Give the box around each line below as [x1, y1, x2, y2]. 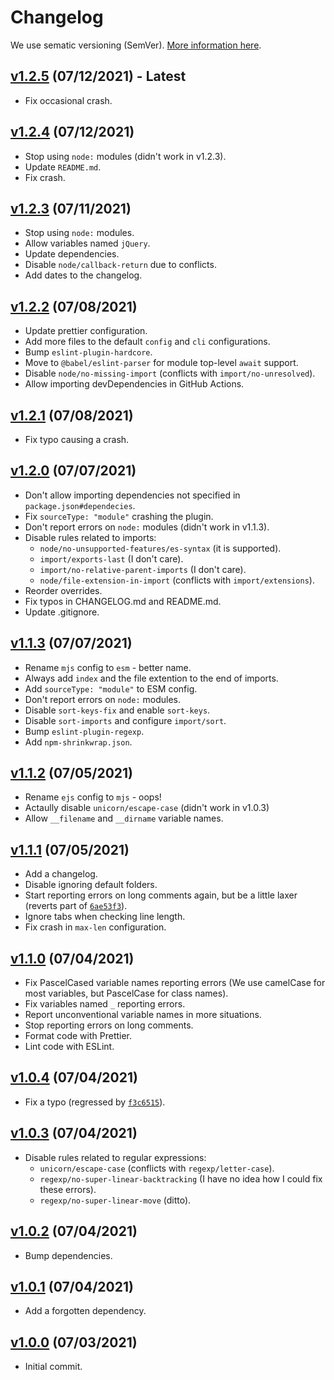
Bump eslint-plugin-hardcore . [24, 346, 153, 358]
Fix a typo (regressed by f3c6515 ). [24, 1096, 166, 1108]
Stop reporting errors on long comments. [24, 1019, 194, 1031]
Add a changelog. [24, 868, 98, 880]
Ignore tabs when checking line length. [24, 911, 186, 923]
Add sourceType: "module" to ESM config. [24, 682, 198, 695]
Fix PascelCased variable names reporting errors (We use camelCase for [24, 977, 326, 989]
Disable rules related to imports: [24, 531, 157, 543]
